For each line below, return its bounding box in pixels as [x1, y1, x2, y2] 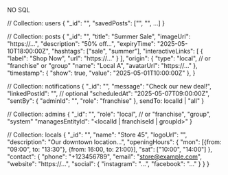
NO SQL [7, 6, 30, 14]
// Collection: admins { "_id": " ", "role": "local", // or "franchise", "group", [7, 110, 211, 118]
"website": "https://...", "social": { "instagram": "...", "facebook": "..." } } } [7, 160, 210, 167]
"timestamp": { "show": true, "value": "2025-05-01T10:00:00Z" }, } [7, 69, 196, 77]
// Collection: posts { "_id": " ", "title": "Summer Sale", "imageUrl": [7, 32, 191, 40]
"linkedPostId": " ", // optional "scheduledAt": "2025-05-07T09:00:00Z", [7, 89, 210, 97]
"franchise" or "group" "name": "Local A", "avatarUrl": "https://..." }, [7, 62, 198, 69]
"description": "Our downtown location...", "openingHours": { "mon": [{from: [7, 138, 222, 146]
